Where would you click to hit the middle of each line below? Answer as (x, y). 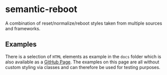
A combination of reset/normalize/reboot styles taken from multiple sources (84, 23)
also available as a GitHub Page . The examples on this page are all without (82, 62)
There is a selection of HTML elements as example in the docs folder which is (83, 56)
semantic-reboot (41, 9)
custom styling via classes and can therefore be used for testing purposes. (83, 67)
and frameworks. (23, 28)
